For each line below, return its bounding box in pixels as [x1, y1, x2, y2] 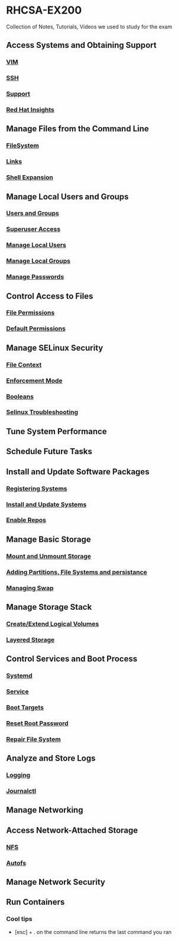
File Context [6, 360, 42, 368]
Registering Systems [6, 484, 67, 493]
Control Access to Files [6, 291, 93, 301]
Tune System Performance [6, 426, 108, 436]
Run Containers [6, 897, 65, 907]
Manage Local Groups [6, 257, 71, 265]
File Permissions [6, 309, 55, 317]
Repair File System [6, 735, 61, 743]
